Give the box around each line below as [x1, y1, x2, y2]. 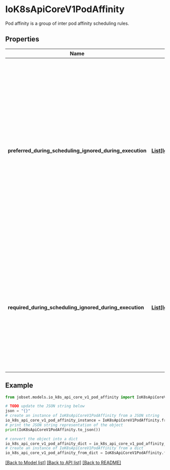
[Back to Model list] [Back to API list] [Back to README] [5, 459, 121, 466]
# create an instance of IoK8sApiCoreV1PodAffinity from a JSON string [5, 413, 159, 418]
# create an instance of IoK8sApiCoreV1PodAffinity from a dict [5, 446, 144, 451]
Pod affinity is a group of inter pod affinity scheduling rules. [5, 20, 130, 26]
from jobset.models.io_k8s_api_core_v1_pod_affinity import [5, 395, 135, 400]
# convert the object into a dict [5, 436, 78, 441]
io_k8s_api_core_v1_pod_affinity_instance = [5, 418, 101, 423]
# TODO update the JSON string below [5, 404, 85, 409]
